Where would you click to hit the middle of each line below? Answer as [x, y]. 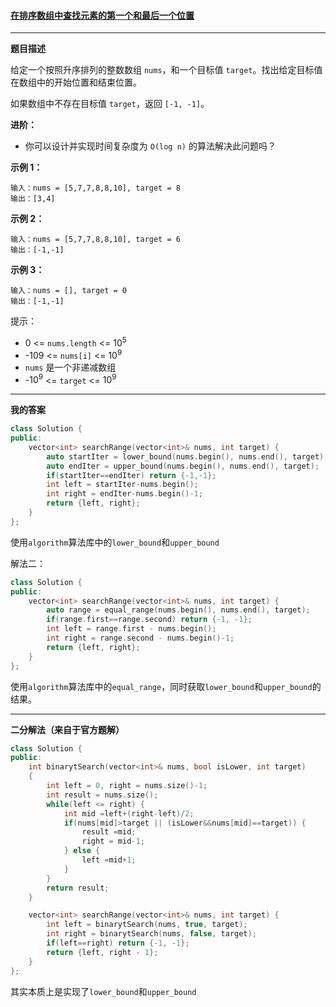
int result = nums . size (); [102, 795]
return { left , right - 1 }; [102, 952]
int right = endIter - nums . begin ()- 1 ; [124, 494]
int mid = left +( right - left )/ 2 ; [129, 813]
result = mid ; [109, 832]
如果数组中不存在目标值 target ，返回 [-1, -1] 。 [110, 104]
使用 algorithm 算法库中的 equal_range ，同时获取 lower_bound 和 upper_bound [161, 686]
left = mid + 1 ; [109, 860]
